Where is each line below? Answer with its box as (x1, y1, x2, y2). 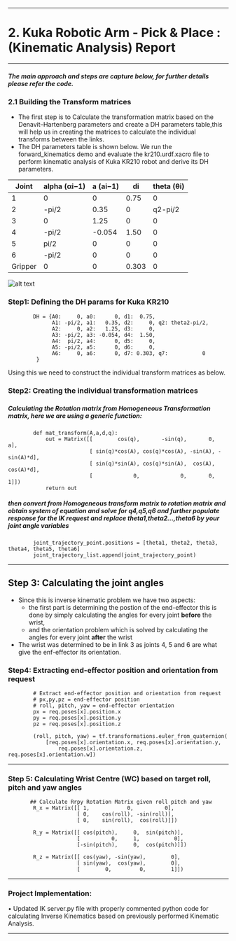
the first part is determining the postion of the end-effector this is (28, 603, 217, 611)
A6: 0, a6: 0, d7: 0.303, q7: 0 (52, 349, 206, 357)
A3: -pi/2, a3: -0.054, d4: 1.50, (52, 331, 156, 338)
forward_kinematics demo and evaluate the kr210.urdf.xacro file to (18, 150, 209, 158)
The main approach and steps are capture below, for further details (8, 71, 209, 81)
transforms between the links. (18, 135, 104, 144)
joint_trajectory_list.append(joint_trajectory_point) (33, 551, 197, 559)
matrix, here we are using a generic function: (8, 412, 142, 420)
